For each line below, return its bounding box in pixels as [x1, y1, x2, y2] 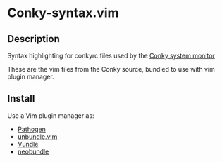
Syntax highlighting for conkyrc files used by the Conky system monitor [7, 51, 215, 60]
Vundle [17, 140, 39, 148]
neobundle [17, 147, 49, 156]
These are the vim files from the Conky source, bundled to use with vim [7, 65, 215, 73]
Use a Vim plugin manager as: [7, 111, 94, 120]
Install [7, 93, 35, 104]
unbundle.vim [17, 132, 58, 141]
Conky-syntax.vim [7, 5, 119, 21]
